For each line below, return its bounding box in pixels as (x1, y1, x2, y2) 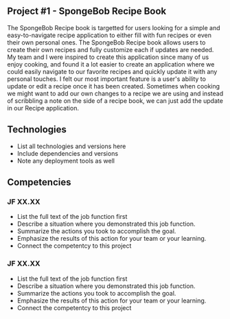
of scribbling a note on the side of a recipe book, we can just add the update (7, 96, 223, 105)
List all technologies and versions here (16, 142, 126, 150)
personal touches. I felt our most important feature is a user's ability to (7, 75, 206, 83)
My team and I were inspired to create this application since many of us (7, 53, 209, 61)
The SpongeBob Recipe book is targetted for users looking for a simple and (7, 23, 221, 32)
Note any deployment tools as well (16, 156, 115, 165)
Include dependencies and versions (16, 149, 119, 157)
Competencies (7, 176, 71, 188)
